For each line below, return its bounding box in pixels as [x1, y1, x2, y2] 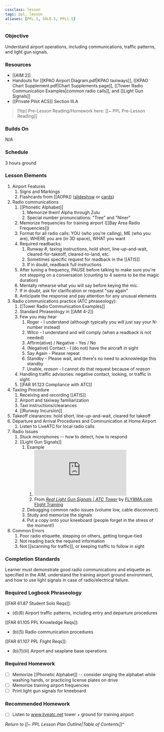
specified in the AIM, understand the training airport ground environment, [5, 572, 154, 578]
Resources [5, 61, 31, 68]
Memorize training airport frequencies [12, 682, 89, 688]
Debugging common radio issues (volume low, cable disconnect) [27, 507, 159, 513]
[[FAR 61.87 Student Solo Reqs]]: [5, 600, 71, 606]
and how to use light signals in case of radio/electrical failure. [5, 577, 130, 583]
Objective [5, 32, 29, 39]
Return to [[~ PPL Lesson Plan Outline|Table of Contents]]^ [5, 721, 124, 727]
